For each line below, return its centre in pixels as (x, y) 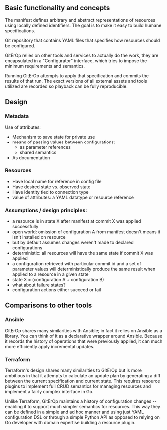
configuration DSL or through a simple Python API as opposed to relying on (82, 417)
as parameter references (45, 147)
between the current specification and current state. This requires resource (83, 381)
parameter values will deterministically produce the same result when (84, 269)
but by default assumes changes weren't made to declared (73, 242)
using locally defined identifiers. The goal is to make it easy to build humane (83, 25)
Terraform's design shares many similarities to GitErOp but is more (74, 370)
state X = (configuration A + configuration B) (58, 280)
